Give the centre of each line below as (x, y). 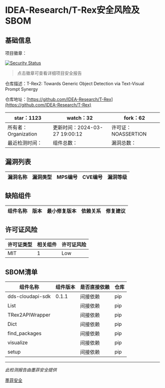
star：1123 (28, 118)
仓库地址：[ (17, 99)
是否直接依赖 (95, 287)
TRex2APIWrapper (29, 315)
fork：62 (134, 118)
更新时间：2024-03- (78, 127)
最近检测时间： (25, 143)
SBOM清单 (21, 272)
